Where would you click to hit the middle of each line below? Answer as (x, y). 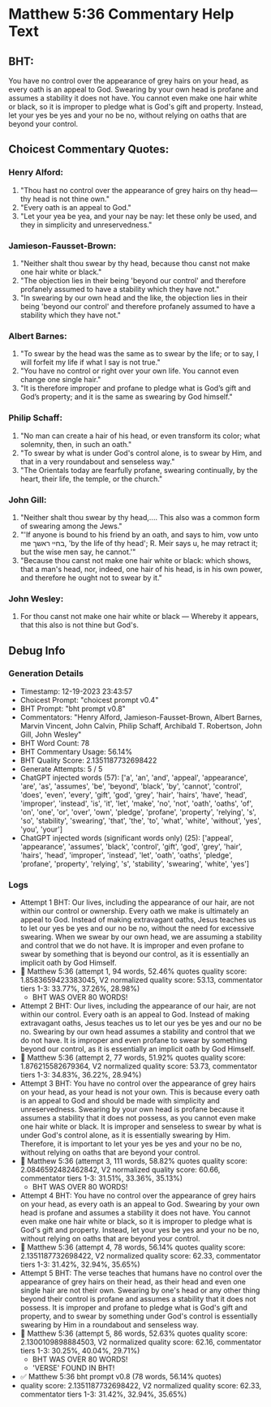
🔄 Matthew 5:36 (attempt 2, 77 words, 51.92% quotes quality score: (133, 1058)
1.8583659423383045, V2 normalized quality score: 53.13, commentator (142, 980)
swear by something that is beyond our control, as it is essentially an (135, 954)
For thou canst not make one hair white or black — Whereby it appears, (139, 617)
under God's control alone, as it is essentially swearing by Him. (125, 1135)
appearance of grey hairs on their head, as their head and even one (133, 1282)
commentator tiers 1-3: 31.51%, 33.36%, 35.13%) (101, 1178)
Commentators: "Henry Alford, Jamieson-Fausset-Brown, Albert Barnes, (141, 717)
